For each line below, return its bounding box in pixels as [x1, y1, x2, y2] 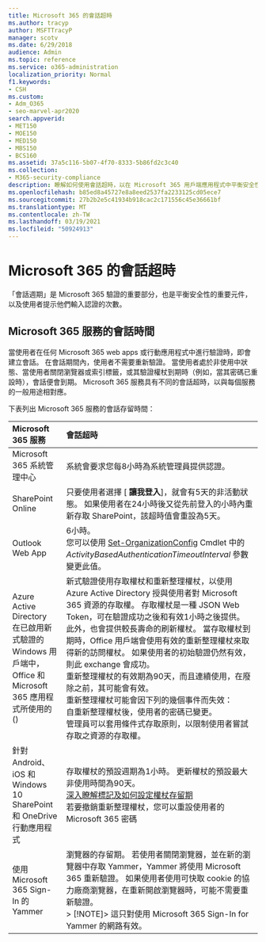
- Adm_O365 [8, 100, 44, 108]
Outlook [12, 537, 42, 548]
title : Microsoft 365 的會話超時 [8, 11, 112, 20]
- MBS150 [8, 144, 37, 152]
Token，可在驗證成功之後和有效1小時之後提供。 [66, 611, 245, 622]
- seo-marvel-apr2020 [8, 108, 80, 116]
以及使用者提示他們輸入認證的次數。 [8, 299, 127, 309]
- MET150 [8, 122, 37, 130]
